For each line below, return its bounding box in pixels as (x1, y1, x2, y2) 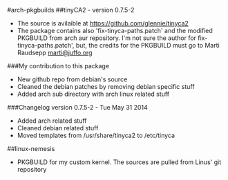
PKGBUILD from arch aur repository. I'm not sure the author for (17, 34, 197, 42)
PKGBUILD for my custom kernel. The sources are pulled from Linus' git (17, 158, 222, 166)
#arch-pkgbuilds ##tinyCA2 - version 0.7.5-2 (7, 6, 135, 14)
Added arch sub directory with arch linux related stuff (17, 90, 170, 98)
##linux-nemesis (7, 145, 55, 152)
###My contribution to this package (7, 62, 109, 70)
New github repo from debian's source (17, 75, 128, 83)
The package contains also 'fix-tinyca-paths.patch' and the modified (17, 27, 213, 34)
